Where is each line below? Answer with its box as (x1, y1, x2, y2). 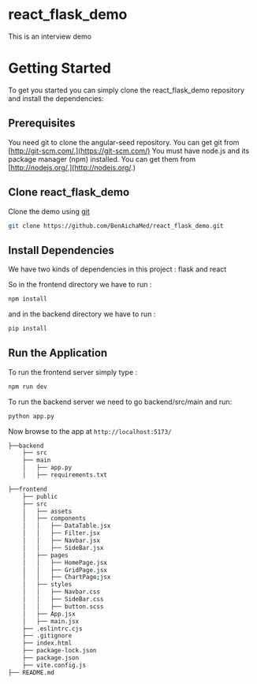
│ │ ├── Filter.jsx (22, 529, 101, 537)
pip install (8, 325, 47, 333)
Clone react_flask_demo (8, 185, 130, 199)
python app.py (8, 412, 55, 420)
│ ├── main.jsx (22, 617, 80, 625)
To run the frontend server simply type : (8, 367, 138, 376)
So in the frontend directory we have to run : (8, 280, 152, 290)
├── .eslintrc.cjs (22, 625, 83, 633)
